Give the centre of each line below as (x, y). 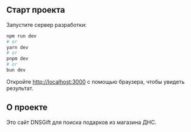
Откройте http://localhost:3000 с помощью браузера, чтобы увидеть (95, 81)
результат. (20, 88)
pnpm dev (17, 59)
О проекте (27, 107)
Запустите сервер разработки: (47, 24)
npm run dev (21, 36)
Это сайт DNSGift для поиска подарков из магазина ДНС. (81, 122)
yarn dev (17, 47)
